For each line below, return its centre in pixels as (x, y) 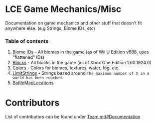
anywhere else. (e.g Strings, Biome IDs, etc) (50, 28)
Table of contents (27, 41)
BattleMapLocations (33, 83)
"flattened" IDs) (28, 57)
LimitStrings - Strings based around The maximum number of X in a (81, 73)
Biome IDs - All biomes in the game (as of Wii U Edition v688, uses (80, 52)
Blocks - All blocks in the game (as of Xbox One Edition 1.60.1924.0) (82, 63)
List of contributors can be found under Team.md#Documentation (73, 117)
